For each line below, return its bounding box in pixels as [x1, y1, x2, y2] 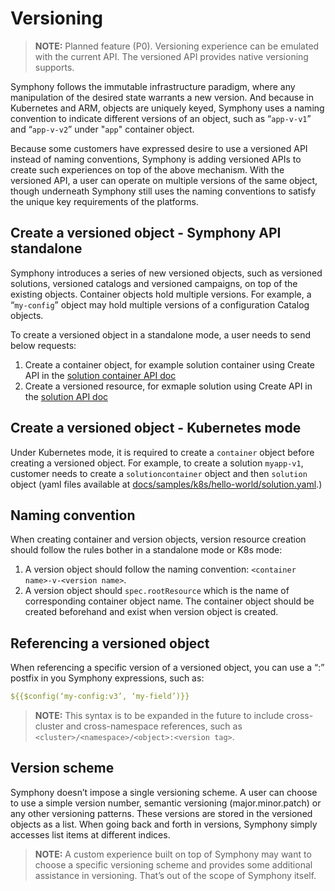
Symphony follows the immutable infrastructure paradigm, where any [10, 80, 296, 92]
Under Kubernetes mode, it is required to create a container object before [10, 446, 315, 458]
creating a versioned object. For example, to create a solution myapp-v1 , [10, 457, 304, 469]
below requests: [10, 339, 77, 351]
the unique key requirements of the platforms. [10, 195, 199, 207]
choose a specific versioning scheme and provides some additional [34, 858, 313, 871]
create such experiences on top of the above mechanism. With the [10, 163, 285, 176]
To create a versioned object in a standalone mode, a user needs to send [10, 328, 312, 341]
